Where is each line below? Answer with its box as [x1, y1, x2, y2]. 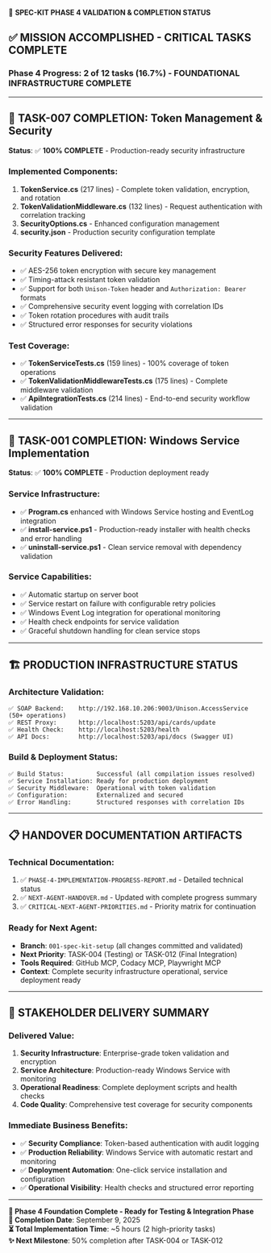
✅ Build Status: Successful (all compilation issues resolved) [8, 770, 256, 778]
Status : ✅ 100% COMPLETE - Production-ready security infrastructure [8, 145, 246, 155]
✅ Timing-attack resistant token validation [19, 275, 161, 285]
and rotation [19, 193, 61, 202]
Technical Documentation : [8, 857, 115, 868]
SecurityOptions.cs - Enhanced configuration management [19, 219, 220, 228]
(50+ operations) [8, 712, 67, 720]
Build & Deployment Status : [8, 751, 119, 763]
